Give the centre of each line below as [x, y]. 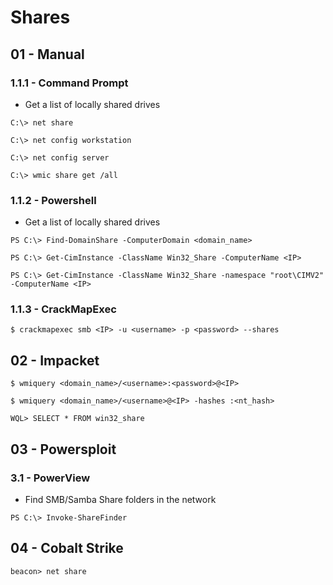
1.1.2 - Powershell [53, 200]
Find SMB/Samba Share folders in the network [120, 499]
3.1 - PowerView [50, 478]
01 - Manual [47, 54]
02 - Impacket [55, 360]
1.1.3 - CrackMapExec [63, 309]
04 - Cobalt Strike [67, 548]
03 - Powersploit [63, 449]
